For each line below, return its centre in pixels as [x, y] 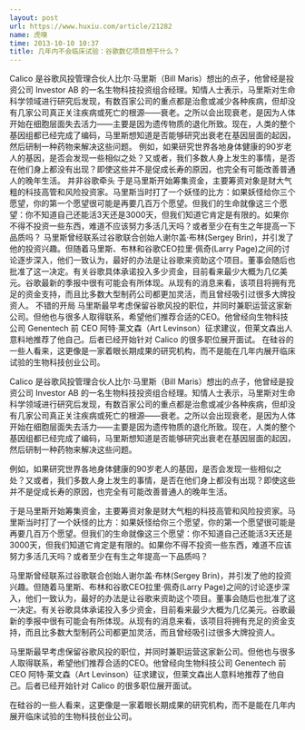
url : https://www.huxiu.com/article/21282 [91, 26]
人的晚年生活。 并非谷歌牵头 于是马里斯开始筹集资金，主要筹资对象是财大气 [151, 181]
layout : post [34, 18]
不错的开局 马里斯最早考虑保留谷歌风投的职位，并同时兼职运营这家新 [163, 306]
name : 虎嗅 [29, 35]
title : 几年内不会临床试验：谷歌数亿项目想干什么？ [94, 52]
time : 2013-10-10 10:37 [54, 43]
